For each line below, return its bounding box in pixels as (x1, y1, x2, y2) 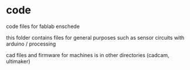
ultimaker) (6, 58, 30, 65)
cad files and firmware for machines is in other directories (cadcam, (6, 51, 170, 58)
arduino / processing (6, 40, 56, 47)
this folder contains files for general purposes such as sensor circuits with (6, 34, 185, 41)
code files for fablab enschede (6, 23, 80, 30)
